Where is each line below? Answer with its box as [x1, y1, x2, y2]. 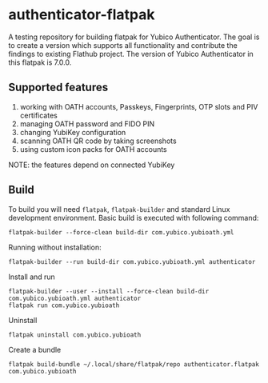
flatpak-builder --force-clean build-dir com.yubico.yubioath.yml [8, 228, 234, 237]
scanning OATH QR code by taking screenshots [19, 136, 178, 146]
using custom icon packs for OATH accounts [19, 144, 168, 154]
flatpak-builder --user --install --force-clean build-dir [8, 287, 210, 295]
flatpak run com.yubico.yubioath [8, 301, 120, 309]
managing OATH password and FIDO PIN [19, 118, 155, 129]
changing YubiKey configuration [19, 127, 126, 137]
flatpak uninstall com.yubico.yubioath [8, 330, 142, 339]
